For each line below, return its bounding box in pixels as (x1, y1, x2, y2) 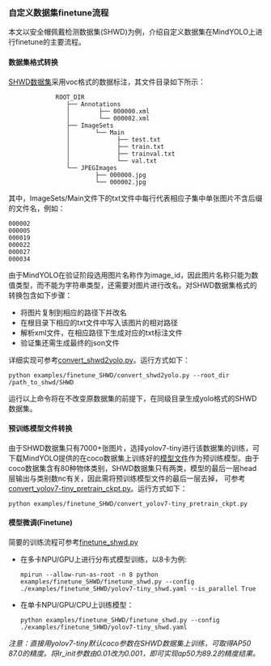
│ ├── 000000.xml (66, 107, 150, 115)
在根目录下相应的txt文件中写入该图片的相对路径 (19, 317, 178, 327)
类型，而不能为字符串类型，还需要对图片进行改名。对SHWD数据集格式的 (15, 280, 257, 290)
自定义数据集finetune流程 (8, 6, 109, 18)
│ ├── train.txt (66, 142, 164, 151)
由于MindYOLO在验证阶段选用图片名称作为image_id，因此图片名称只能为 (8, 269, 252, 280)
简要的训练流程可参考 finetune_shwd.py (8, 537, 139, 547)
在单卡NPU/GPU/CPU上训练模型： (19, 600, 134, 609)
